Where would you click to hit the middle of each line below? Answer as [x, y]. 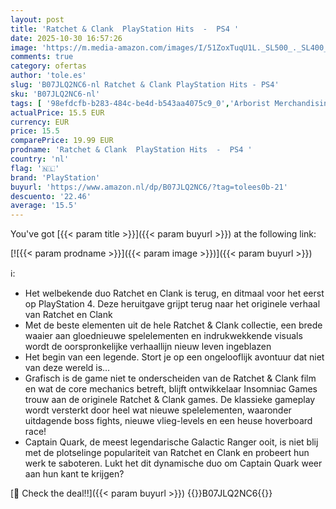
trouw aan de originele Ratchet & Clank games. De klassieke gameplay [170, 400]
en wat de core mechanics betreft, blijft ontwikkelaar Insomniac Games [171, 389]
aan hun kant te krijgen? [74, 474]
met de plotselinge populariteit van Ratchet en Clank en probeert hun [167, 453]
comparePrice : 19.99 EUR [62, 141]
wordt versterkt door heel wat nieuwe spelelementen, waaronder [158, 410]
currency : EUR [40, 122]
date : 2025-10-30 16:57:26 [66, 38]
